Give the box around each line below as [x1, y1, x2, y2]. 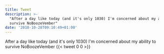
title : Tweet [5, 7, 32, 12]
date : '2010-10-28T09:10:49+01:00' [5, 25, 78, 30]
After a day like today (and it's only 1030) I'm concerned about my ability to [5, 38, 156, 44]
